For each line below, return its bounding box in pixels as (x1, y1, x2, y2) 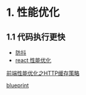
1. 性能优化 (6, 5, 60, 19)
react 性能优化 (15, 57, 52, 64)
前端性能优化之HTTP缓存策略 (6, 69, 80, 77)
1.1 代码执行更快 (6, 32, 66, 42)
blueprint (6, 82, 29, 89)
